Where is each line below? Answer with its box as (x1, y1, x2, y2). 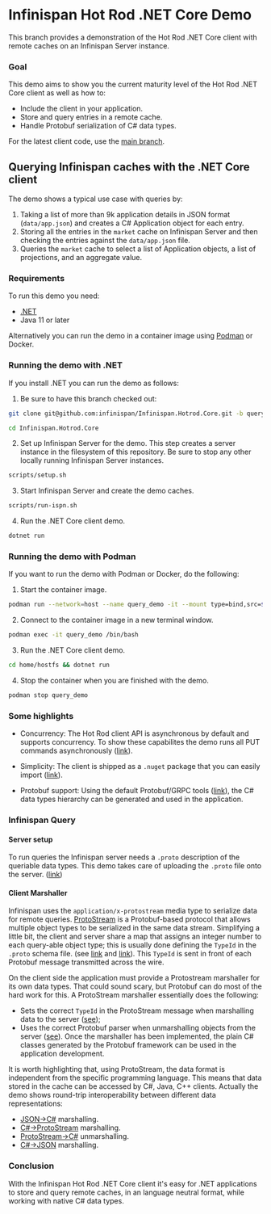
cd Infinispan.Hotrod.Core (8, 424, 99, 432)
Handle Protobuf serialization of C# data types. (19, 121, 177, 131)
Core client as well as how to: (8, 88, 106, 98)
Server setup (8, 834, 53, 844)
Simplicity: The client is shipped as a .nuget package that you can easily (19, 762, 261, 771)
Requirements (8, 272, 65, 284)
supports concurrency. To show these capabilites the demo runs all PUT (19, 737, 261, 747)
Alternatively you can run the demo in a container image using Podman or (8, 331, 253, 341)
